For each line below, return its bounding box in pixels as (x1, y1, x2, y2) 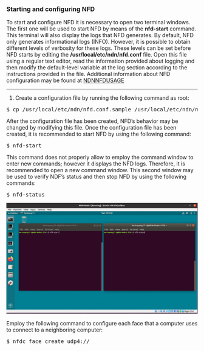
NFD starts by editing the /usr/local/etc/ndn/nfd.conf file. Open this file (6, 51, 187, 58)
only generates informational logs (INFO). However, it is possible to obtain (6, 38, 191, 46)
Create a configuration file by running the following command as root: (15, 94, 189, 102)
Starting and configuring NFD (6, 5, 95, 13)
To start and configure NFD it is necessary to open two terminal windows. (6, 19, 191, 26)
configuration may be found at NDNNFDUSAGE (6, 77, 124, 84)
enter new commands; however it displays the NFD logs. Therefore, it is (6, 160, 185, 167)
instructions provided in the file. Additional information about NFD (6, 71, 171, 78)
